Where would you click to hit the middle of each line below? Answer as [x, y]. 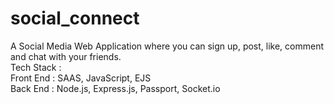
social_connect [75, 18]
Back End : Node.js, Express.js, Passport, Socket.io [115, 88]
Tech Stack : [36, 67]
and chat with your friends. [66, 56]
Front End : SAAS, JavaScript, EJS [81, 78]
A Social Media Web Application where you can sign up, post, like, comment [167, 46]
